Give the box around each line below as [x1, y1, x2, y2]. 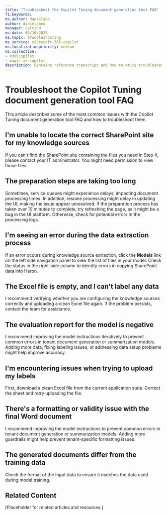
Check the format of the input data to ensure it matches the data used [5, 471, 148, 478]
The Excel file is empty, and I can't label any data [5, 282, 159, 291]
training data [5, 458, 46, 467]
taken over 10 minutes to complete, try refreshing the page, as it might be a [5, 206, 159, 212]
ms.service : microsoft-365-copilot [5, 40, 79, 45]
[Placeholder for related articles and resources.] [5, 505, 103, 511]
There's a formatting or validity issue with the [5, 405, 150, 413]
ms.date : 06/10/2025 [5, 30, 48, 35]
